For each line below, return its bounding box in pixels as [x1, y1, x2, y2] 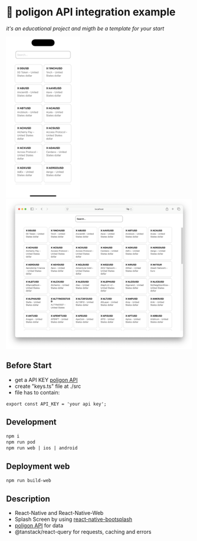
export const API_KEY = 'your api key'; [6, 401, 107, 407]
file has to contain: [14, 388, 60, 396]
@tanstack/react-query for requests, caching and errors [14, 528, 152, 535]
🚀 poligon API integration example [6, 5, 176, 19]
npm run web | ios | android [6, 445, 78, 451]
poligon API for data [14, 521, 64, 529]
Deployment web [6, 461, 70, 471]
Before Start [6, 361, 52, 371]
